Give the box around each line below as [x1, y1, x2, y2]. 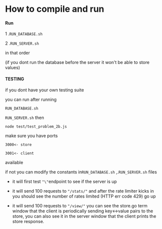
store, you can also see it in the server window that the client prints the [12, 213, 157, 219]
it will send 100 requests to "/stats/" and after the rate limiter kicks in [12, 188, 154, 194]
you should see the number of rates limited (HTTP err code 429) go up [12, 193, 156, 199]
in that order [5, 50, 31, 56]
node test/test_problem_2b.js [5, 124, 67, 129]
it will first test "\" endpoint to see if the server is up [12, 178, 117, 184]
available [5, 159, 24, 165]
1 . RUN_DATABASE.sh [5, 31, 43, 37]
